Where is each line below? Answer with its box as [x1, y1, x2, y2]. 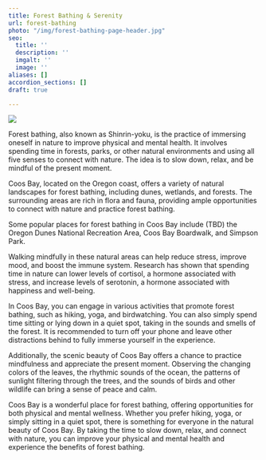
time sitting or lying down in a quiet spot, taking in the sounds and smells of [8, 318, 256, 328]
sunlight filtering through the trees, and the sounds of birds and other [8, 376, 236, 386]
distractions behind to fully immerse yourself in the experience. [8, 336, 216, 345]
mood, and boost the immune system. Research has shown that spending [8, 261, 249, 270]
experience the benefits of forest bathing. [8, 442, 145, 452]
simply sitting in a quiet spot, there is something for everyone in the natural [8, 417, 254, 427]
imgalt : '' [15, 57, 52, 65]
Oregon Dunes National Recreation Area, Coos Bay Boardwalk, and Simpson [8, 228, 259, 238]
